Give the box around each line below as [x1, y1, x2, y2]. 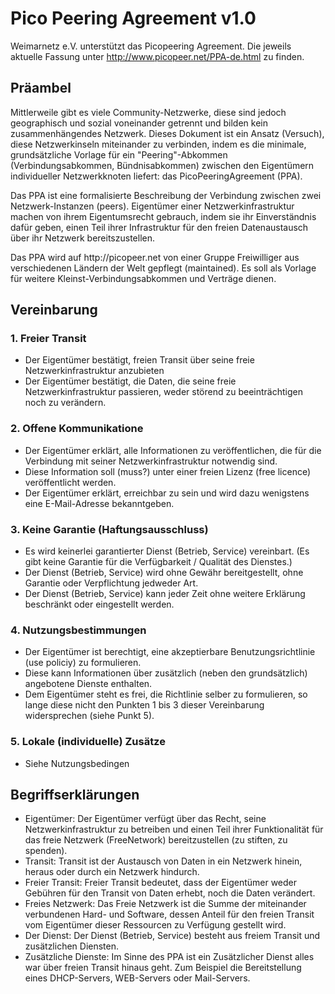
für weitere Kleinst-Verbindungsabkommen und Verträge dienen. [10, 272, 277, 284]
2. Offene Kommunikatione [10, 422, 144, 436]
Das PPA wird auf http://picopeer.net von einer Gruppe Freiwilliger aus [10, 251, 300, 263]
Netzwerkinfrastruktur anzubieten [24, 365, 165, 377]
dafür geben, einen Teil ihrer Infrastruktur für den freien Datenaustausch [10, 221, 309, 233]
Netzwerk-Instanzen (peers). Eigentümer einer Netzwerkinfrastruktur [10, 200, 295, 212]
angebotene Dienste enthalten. [24, 678, 153, 690]
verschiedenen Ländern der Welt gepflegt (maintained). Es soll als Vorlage [10, 262, 317, 274]
